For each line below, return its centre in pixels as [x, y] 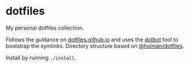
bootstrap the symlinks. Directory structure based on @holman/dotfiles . [95, 46]
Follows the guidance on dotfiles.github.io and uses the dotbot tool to [92, 39]
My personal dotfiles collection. [45, 28]
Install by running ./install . [41, 57]
